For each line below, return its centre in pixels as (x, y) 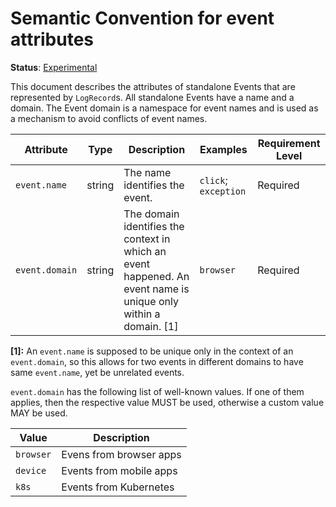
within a (142, 314)
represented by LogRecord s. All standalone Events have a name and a (152, 97)
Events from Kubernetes (118, 487)
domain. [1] (151, 326)
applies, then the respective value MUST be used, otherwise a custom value (167, 402)
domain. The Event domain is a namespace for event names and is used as (164, 108)
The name (147, 172)
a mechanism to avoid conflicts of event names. (109, 118)
